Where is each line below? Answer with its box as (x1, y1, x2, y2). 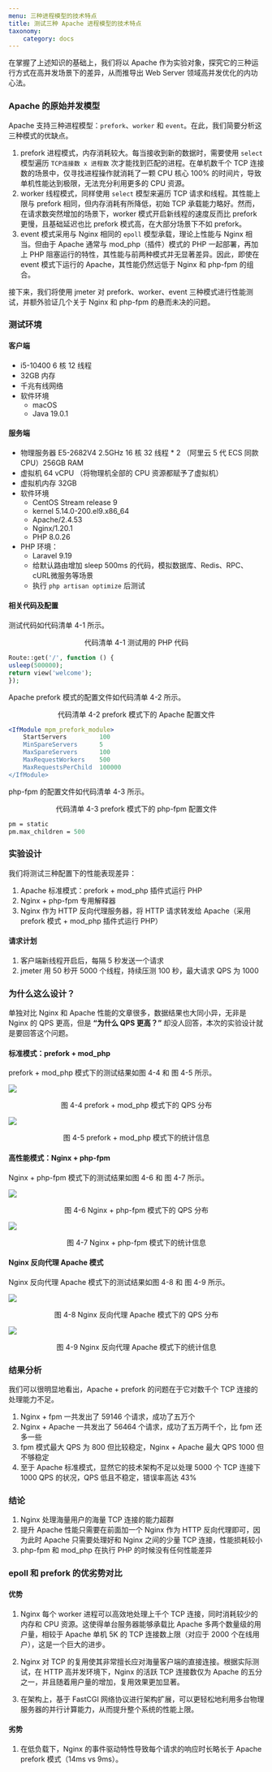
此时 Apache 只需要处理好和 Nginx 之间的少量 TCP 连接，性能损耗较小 (27, 1535, 263, 1545)
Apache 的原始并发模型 (8, 101, 101, 112)
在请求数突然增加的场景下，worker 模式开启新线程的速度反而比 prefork (19, 209, 257, 218)
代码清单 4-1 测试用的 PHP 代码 (84, 638, 189, 648)
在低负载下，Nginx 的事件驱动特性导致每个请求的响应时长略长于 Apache (19, 1744, 262, 1753)
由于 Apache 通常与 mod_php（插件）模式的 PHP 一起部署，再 (41, 239, 252, 248)
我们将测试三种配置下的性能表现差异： (8, 868, 136, 877)
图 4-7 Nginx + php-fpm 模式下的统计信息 (66, 1237, 207, 1247)
